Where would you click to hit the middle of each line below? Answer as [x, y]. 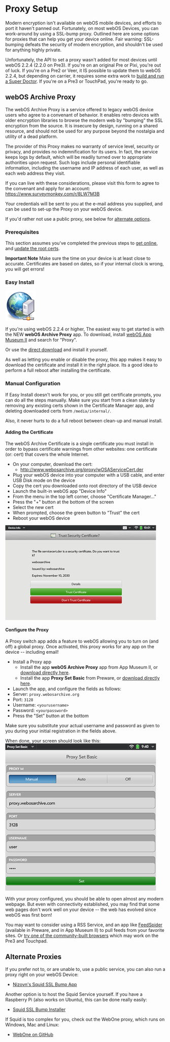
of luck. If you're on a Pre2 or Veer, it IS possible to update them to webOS [83, 70]
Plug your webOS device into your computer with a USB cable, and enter [89, 475]
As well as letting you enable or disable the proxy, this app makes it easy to [84, 360]
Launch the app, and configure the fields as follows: [67, 689]
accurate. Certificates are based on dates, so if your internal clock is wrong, [84, 264]
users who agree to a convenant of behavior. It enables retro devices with [82, 115]
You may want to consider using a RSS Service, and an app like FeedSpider [84, 925]
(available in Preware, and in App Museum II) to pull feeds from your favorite [85, 930]
